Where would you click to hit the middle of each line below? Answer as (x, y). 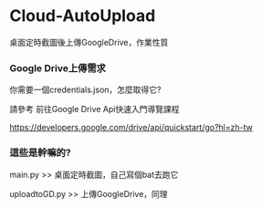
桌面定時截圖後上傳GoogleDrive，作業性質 (89, 42)
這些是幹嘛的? (40, 153)
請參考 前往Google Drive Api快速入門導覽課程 (94, 109)
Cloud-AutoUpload (83, 16)
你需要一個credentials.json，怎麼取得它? (85, 90)
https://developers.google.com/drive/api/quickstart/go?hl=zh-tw (131, 128)
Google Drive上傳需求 (58, 68)
